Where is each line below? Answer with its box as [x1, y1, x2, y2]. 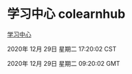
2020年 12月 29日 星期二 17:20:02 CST [7, 45, 117, 53]
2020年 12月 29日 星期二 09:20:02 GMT [7, 59, 120, 67]
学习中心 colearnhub [7, 6, 126, 22]
